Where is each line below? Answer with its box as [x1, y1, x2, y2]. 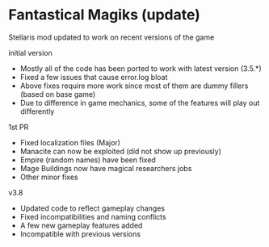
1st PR [8, 122, 29, 132]
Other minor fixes [19, 172, 78, 182]
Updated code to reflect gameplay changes [19, 203, 166, 213]
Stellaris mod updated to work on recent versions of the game [8, 32, 215, 42]
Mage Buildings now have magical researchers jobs [19, 163, 192, 173]
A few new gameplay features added [19, 220, 143, 230]
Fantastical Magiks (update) [8, 6, 200, 24]
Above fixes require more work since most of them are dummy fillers [19, 81, 249, 90]
